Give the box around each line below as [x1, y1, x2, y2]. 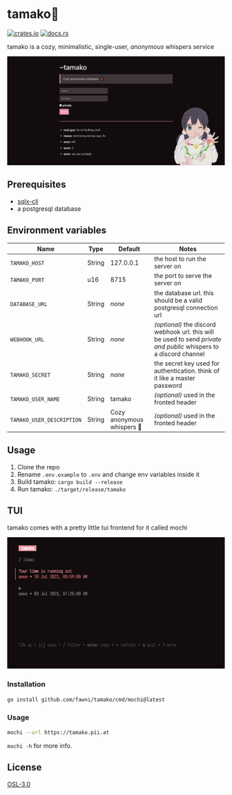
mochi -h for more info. [7, 741, 72, 749]
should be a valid [154, 296, 202, 304]
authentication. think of [154, 366, 220, 375]
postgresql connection [154, 303, 218, 312]
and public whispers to [154, 342, 220, 350]
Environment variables [7, 224, 107, 236]
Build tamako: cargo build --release [17, 477, 123, 486]
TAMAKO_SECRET [10, 371, 51, 379]
